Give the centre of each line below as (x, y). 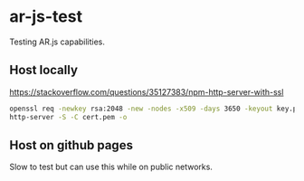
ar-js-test (46, 17)
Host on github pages (71, 145)
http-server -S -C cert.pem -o (68, 117)
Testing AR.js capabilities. (57, 42)
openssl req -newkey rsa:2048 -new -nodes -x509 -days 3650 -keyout (141, 109)
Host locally (44, 70)
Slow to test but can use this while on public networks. (111, 167)
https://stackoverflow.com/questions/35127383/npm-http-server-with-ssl (147, 91)
